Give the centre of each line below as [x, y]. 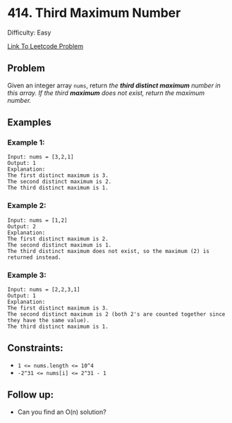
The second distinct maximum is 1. [60, 245]
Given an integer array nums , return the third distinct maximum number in [114, 85]
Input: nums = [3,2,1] [41, 157]
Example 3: [27, 275]
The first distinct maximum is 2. [58, 239]
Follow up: [31, 395]
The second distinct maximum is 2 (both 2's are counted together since [116, 314]
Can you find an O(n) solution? [62, 412]
